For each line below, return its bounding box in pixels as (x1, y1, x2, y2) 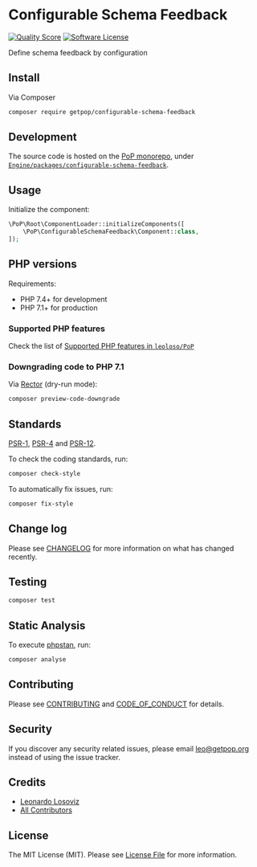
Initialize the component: (8, 205, 90, 215)
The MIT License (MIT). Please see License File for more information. (8, 850, 237, 860)
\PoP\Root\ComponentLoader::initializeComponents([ (8, 220, 185, 228)
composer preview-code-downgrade (8, 395, 120, 403)
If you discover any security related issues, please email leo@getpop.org (8, 743, 250, 753)
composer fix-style (8, 500, 74, 508)
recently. (8, 552, 38, 562)
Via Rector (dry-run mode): (8, 379, 98, 389)
